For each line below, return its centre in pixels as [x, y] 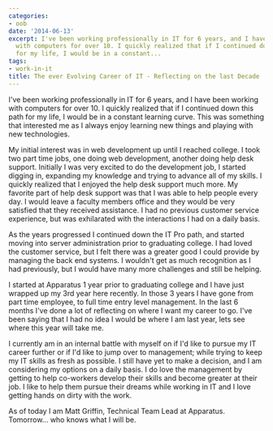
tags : [17, 62]
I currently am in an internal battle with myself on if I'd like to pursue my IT [132, 343]
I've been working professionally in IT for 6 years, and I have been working [133, 99]
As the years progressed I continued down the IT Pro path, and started [127, 234]
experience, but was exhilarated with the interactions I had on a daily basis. [134, 218]
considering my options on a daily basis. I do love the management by [125, 369]
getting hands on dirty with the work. [70, 395]
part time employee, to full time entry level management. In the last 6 [123, 302]
